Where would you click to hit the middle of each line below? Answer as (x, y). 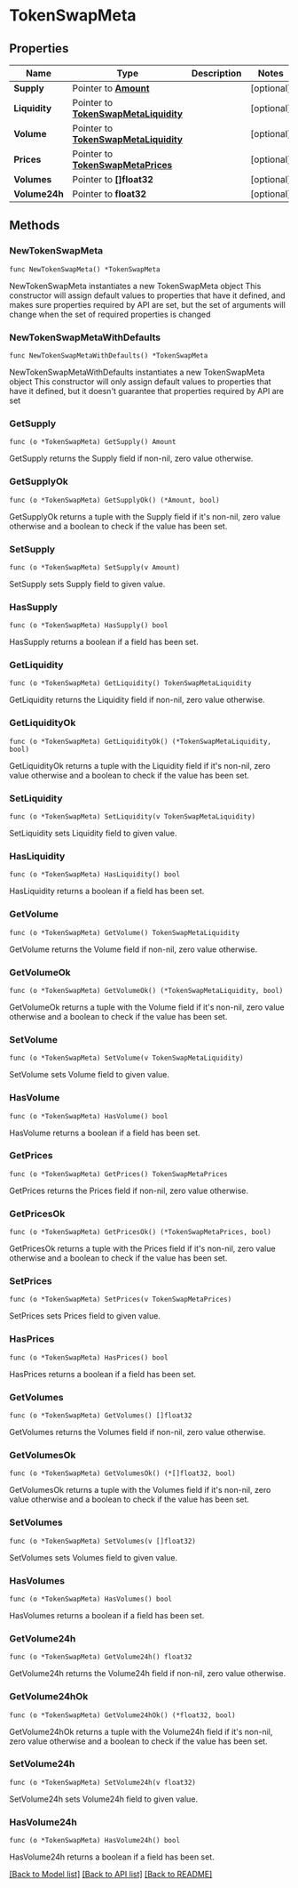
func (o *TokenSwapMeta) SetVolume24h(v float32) (103, 1782)
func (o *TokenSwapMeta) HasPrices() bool (89, 1358)
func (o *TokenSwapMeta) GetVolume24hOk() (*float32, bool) (123, 1715)
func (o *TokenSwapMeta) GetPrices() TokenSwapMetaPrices (118, 1174)
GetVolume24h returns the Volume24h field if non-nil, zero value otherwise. (148, 1674)
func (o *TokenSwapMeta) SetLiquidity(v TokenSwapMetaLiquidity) (132, 817)
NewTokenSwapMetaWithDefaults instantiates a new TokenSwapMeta (137, 372)
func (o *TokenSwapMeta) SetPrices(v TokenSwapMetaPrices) (121, 1300)
